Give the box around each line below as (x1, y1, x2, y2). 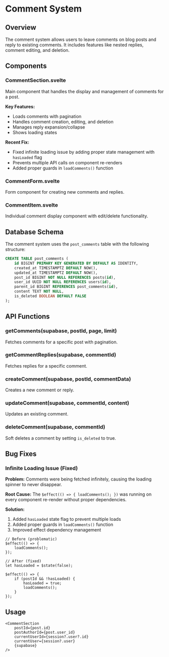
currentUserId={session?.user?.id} (14, 634, 89, 639)
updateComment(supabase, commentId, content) (5, 399, 129, 406)
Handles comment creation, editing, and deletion (12, 118, 114, 125)
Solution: (5, 506, 25, 512)
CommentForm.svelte (5, 177, 60, 185)
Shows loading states (12, 129, 57, 135)
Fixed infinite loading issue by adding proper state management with (12, 149, 155, 155)
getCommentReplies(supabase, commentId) (5, 351, 117, 359)
